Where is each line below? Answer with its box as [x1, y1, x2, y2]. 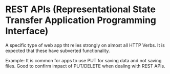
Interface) [5, 26, 49, 37]
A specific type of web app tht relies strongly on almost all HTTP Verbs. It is [5, 42, 165, 48]
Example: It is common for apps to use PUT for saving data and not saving [5, 57, 162, 63]
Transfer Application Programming [5, 14, 157, 26]
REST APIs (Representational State [5, 4, 156, 15]
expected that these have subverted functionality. [5, 47, 110, 54]
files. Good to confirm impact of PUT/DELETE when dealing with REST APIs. [5, 63, 165, 69]
